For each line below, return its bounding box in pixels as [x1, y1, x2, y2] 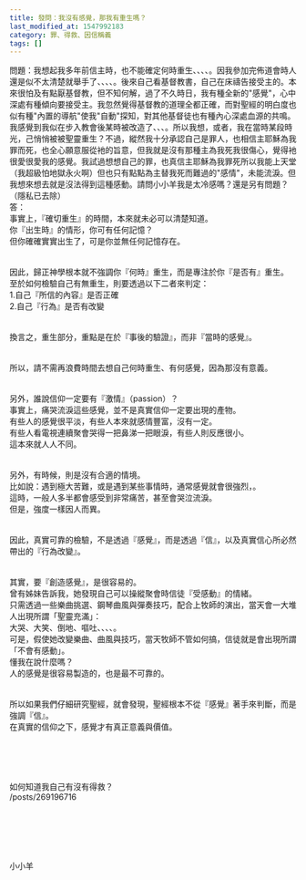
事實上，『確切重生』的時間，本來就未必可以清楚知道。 [9, 213, 213, 224]
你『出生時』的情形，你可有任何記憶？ [9, 224, 153, 235]
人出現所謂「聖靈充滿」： [9, 611, 102, 622]
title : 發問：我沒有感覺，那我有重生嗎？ [9, 13, 148, 23]
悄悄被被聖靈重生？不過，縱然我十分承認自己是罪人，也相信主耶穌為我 [33, 133, 297, 144]
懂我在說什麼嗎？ [9, 657, 74, 668]
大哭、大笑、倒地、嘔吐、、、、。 [9, 622, 121, 634]
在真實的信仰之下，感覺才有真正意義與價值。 [9, 721, 178, 732]
